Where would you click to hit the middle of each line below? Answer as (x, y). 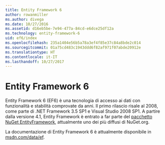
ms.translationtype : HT (30, 52)
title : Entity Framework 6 (34, 10)
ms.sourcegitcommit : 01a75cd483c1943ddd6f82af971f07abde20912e (73, 47)
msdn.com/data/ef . (25, 137)
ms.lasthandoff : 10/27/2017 (35, 62)
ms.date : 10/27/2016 (27, 24)
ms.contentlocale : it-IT (31, 57)
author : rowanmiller (27, 15)
